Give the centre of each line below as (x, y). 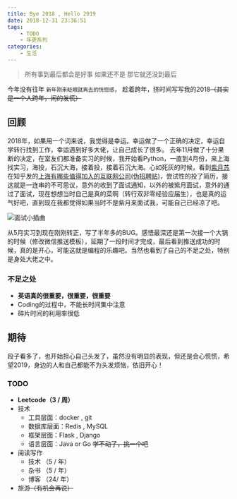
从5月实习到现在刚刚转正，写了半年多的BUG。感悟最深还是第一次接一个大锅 (118, 232)
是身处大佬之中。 (32, 259)
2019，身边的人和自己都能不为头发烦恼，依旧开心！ (88, 365)
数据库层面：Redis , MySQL (68, 426)
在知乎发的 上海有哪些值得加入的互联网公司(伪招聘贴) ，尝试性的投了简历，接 (118, 176)
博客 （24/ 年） (50, 479)
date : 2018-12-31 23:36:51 (47, 20)
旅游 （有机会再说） (45, 488)
